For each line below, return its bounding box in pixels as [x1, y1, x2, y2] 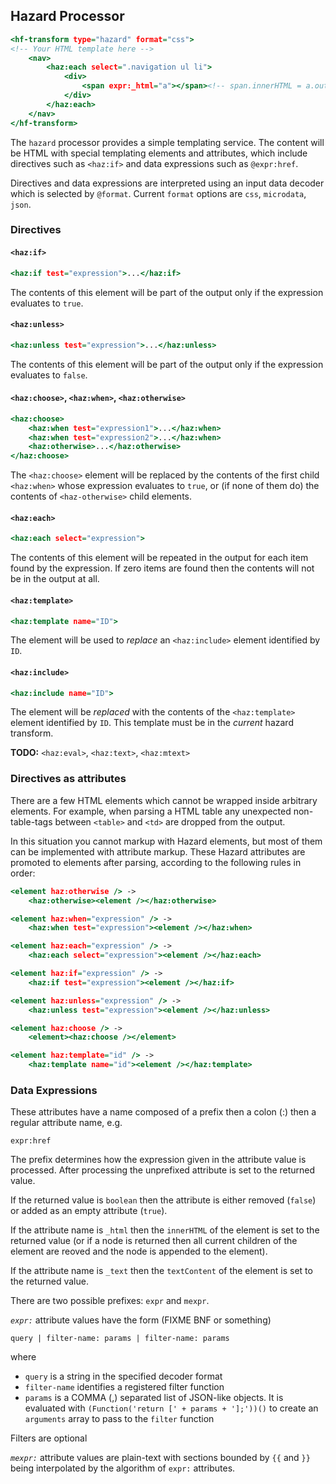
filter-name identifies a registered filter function [24, 1381, 225, 1393]
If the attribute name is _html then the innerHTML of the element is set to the [10, 1224, 320, 1236]
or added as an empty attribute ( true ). [10, 1205, 168, 1217]
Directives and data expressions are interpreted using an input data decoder [10, 177, 325, 189]
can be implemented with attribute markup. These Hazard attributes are [10, 845, 306, 858]
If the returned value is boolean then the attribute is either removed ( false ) [10, 1194, 317, 1206]
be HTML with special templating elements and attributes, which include [10, 147, 308, 159]
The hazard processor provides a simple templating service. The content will [10, 136, 325, 148]
